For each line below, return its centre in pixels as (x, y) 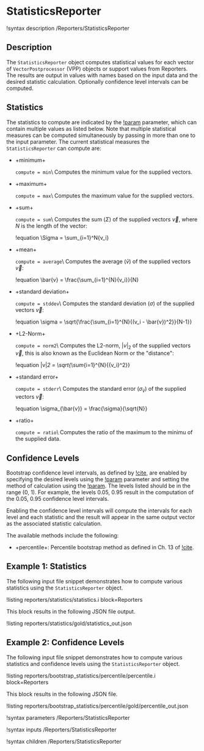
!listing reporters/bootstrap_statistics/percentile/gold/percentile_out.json (97, 706)
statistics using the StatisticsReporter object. (65, 588)
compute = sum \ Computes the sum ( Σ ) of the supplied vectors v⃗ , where (106, 219)
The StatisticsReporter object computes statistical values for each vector (100, 62)
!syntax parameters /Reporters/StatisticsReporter (68, 717)
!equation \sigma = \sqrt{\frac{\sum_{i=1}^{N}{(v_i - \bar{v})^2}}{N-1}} (104, 322)
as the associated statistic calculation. (54, 523)
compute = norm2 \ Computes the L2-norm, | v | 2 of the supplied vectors (103, 346)
